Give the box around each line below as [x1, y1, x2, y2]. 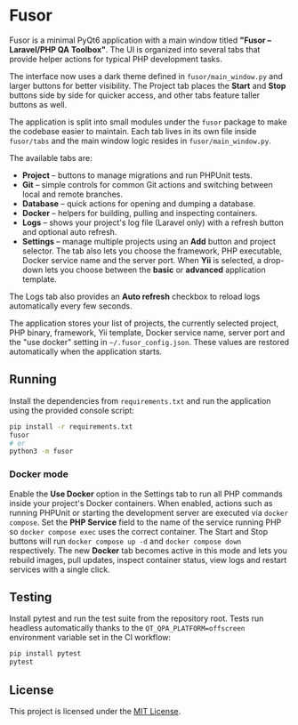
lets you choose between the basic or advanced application [44, 264, 266, 275]
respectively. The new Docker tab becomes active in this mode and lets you [9, 544, 287, 556]
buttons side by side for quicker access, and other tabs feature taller [9, 90, 261, 101]
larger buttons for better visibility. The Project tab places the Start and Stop [9, 80, 286, 91]
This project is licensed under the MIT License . [9, 705, 181, 716]
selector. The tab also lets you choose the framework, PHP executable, [21, 246, 283, 256]
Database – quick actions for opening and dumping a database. [21, 197, 256, 209]
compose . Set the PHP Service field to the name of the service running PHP [9, 517, 282, 528]
